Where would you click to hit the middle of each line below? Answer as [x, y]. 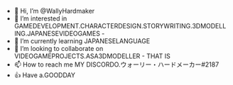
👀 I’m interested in [40, 18]
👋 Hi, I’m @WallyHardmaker [54, 11]
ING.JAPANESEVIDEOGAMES [57, 33]
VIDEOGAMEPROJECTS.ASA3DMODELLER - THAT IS [92, 56]
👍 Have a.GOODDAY [45, 75]
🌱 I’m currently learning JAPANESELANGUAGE [82, 41]
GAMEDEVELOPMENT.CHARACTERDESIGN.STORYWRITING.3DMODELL [120, 26]
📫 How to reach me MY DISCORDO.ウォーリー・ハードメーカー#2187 [116, 64]
